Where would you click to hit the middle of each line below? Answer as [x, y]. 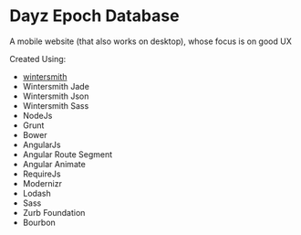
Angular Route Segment [67, 154]
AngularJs [42, 144]
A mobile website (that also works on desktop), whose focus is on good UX [150, 41]
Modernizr [42, 183]
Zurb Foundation [54, 212]
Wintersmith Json [56, 96]
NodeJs [37, 115]
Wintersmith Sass [56, 105]
